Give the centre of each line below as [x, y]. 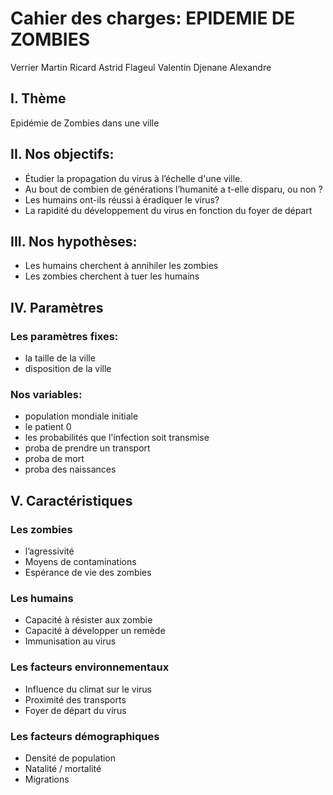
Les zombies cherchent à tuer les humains [112, 276]
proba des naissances [70, 469]
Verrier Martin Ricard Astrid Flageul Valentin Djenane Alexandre [141, 67]
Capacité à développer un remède [95, 631]
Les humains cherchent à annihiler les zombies [121, 266]
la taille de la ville [60, 358]
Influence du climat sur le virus [88, 689]
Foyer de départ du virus [75, 710]
